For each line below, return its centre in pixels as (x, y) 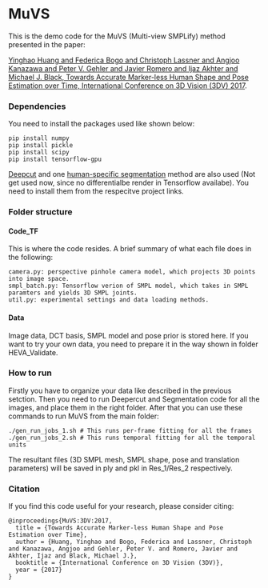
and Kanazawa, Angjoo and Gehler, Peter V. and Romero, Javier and (123, 549)
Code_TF (23, 231)
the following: (31, 258)
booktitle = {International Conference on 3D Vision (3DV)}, (120, 563)
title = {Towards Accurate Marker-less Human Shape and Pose (120, 528)
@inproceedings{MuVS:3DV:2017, (60, 521)
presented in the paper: (47, 44)
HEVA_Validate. (33, 352)
